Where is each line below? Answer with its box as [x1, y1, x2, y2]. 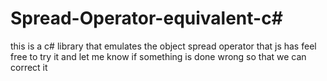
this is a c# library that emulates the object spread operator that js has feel [10, 40, 317, 52]
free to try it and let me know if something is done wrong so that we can [10, 50, 307, 62]
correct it [10, 61, 48, 73]
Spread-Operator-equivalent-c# [10, 7, 283, 30]
